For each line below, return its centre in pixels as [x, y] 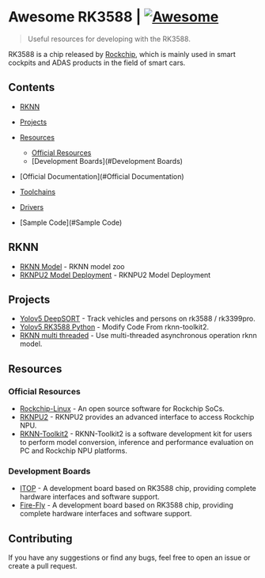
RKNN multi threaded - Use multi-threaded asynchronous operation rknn [138, 336]
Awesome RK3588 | [75, 17]
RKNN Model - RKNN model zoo [72, 266]
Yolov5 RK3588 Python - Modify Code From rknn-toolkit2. [114, 327]
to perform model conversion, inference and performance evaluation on [136, 443]
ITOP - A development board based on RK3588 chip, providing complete [138, 489]
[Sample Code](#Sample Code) [71, 222]
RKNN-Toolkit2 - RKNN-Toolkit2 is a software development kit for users [136, 434]
